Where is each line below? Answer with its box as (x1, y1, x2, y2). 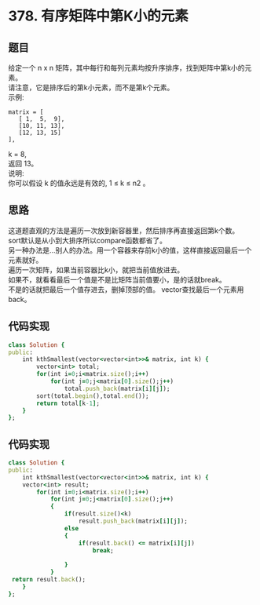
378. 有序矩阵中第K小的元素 (8, 7, 189, 25)
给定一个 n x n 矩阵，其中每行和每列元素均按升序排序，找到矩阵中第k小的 (8, 64, 245, 72)
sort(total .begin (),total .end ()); (36, 392, 149, 400)
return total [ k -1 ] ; (36, 399, 101, 407)
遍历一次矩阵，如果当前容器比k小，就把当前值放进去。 (8, 264, 185, 275)
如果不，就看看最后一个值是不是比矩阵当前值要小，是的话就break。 (8, 275, 226, 284)
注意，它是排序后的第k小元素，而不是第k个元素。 (14, 83, 174, 92)
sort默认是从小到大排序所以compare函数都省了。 (8, 235, 167, 245)
